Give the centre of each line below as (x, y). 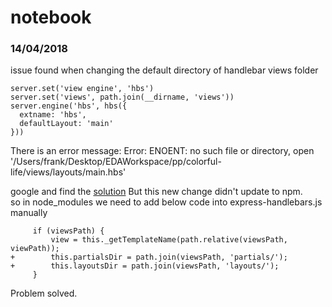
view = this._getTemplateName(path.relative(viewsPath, (169, 240)
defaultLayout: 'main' (66, 124)
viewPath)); (35, 249)
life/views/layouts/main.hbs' (68, 172)
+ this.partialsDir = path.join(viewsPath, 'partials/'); (149, 257)
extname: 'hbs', (53, 115)
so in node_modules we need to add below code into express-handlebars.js (166, 202)
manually (29, 213)
